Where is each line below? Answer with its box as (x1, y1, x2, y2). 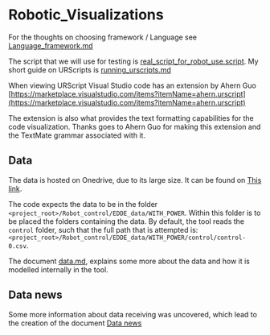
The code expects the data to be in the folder (8, 199, 158, 209)
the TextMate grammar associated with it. (8, 130, 146, 140)
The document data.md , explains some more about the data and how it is (8, 256, 251, 266)
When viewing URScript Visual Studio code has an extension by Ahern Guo (8, 81, 257, 90)
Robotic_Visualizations (8, 6, 164, 24)
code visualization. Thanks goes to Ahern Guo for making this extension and (8, 122, 261, 131)
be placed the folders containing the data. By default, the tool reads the (8, 216, 245, 226)
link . (8, 184, 22, 193)
